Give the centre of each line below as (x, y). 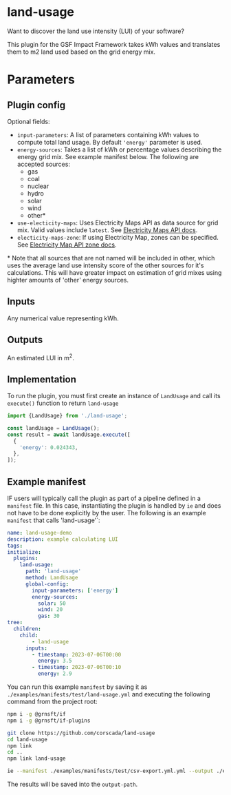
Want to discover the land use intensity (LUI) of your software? (96, 31)
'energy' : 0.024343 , (49, 447)
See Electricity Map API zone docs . (67, 245)
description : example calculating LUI (63, 539)
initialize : (24, 552)
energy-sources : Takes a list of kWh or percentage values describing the (119, 149)
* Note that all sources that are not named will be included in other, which (111, 258)
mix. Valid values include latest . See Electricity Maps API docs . (107, 230)
